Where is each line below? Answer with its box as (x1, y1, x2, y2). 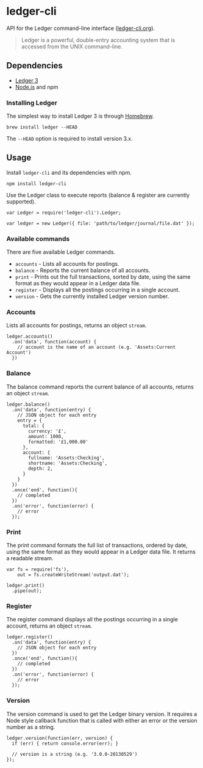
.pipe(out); (12, 588, 43, 594)
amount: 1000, (28, 433, 64, 439)
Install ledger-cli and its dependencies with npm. (6, 169, 132, 176)
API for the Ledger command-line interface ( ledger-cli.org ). (6, 24, 155, 32)
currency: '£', (28, 428, 67, 434)
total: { (22, 423, 45, 429)
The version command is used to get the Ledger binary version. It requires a (6, 710, 198, 717)
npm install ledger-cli (6, 180, 67, 187)
